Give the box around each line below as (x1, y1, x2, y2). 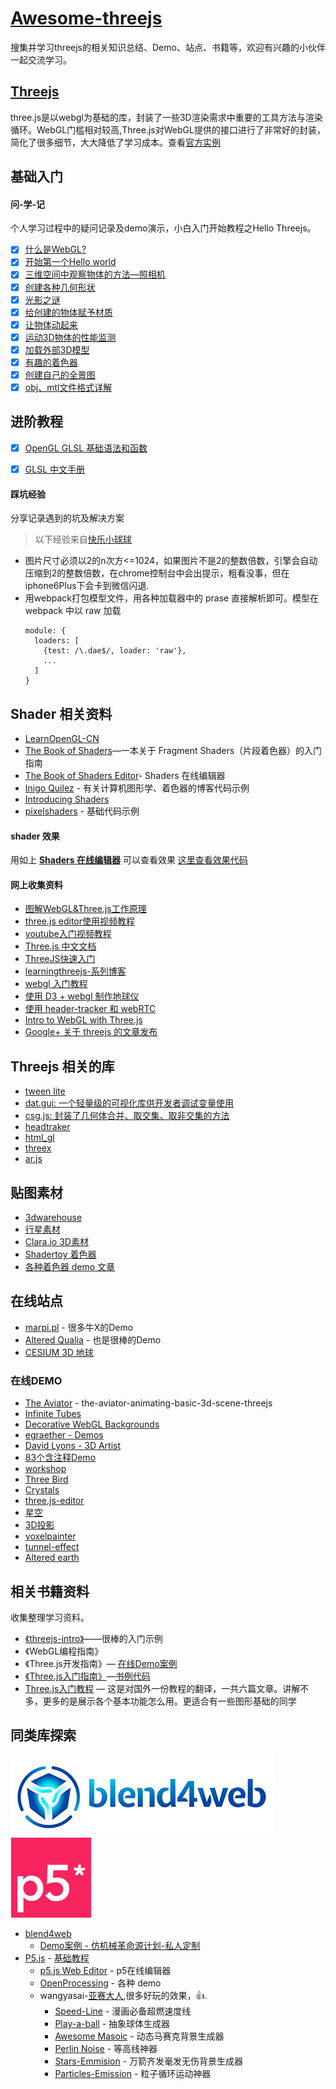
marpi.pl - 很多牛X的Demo (24, 1321, 134, 1333)
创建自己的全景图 (24, 368, 96, 381)
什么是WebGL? (24, 243, 87, 256)
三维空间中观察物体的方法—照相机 (24, 268, 166, 281)
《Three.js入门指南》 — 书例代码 (24, 1670, 151, 1682)
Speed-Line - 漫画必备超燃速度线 (54, 2005, 192, 2017)
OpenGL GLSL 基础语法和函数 (24, 442, 148, 454)
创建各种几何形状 (24, 281, 96, 293)
